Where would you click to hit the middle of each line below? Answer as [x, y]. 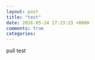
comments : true [25, 28]
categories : [21, 34]
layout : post [22, 12]
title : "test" [24, 17]
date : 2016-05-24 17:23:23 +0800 [48, 23]
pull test [16, 50]
